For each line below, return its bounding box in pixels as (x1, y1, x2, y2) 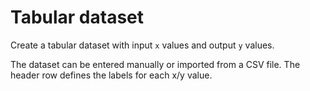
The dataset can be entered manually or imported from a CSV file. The (10, 58, 301, 70)
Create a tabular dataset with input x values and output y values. (10, 39, 275, 51)
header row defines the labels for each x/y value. (10, 69, 213, 81)
